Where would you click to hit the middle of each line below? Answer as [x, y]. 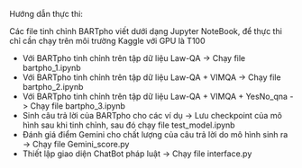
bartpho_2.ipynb [53, 87]
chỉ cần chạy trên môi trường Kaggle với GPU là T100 [107, 41]
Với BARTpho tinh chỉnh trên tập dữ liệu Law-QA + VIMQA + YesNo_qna [155, 96]
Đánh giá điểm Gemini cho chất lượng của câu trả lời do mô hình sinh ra [155, 134]
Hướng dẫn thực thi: [46, 14]
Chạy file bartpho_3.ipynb [78, 106]
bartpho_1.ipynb [51, 68]
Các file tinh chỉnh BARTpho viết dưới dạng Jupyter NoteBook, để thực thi [146, 31]
